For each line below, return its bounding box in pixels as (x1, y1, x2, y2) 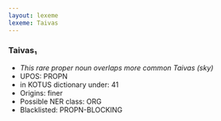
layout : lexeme (8, 11, 59, 20)
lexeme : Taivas (8, 19, 59, 27)
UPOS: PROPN (19, 71, 68, 81)
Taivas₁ (8, 45, 37, 56)
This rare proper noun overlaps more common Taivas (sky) (19, 62, 214, 72)
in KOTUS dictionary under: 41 (19, 80, 119, 89)
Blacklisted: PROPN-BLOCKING (19, 104, 123, 115)
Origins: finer (19, 88, 64, 97)
